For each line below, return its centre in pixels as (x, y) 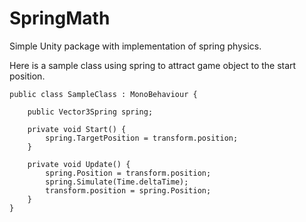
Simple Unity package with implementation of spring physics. (135, 46)
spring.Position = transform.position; (128, 173)
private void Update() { (79, 164)
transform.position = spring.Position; (128, 190)
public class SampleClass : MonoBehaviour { (103, 94)
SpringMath (60, 18)
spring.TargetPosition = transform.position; (142, 138)
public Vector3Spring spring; (90, 112)
